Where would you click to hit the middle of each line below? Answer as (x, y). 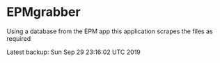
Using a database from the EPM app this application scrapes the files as (110, 31)
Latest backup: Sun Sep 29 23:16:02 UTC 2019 (73, 52)
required (19, 38)
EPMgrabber (44, 12)
